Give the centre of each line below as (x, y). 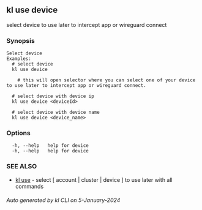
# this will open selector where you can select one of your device (107, 80)
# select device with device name (56, 113)
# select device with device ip (53, 96)
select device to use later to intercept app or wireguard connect (87, 24)
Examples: (19, 59)
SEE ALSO (22, 167)
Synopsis (21, 40)
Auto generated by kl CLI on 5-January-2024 (63, 200)
